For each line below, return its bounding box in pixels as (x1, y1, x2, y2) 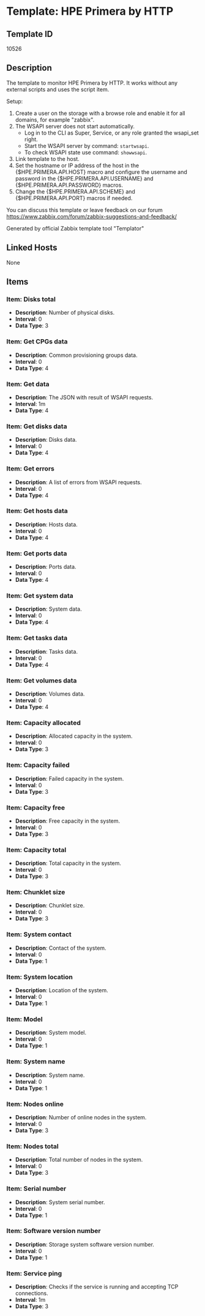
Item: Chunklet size (6, 888, 65, 896)
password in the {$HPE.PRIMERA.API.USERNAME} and (15, 174, 154, 182)
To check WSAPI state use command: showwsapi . (24, 149, 147, 156)
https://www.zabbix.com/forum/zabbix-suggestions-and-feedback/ (6, 213, 177, 220)
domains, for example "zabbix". (15, 116, 95, 123)
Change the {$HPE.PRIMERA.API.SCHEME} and (15, 187, 136, 195)
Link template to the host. (15, 155, 80, 162)
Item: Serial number (6, 1185, 67, 1193)
